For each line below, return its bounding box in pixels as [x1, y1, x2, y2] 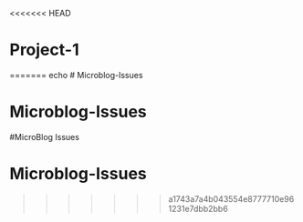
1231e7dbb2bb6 [168, 203, 228, 214]
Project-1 [9, 40, 79, 60]
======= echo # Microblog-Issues [9, 69, 143, 80]
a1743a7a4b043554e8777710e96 [168, 193, 295, 204]
